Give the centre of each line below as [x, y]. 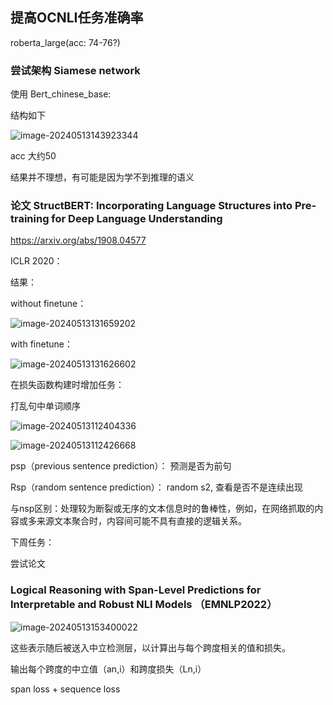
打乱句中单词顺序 [45, 406]
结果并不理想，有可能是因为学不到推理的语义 [102, 177]
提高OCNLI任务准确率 [77, 18]
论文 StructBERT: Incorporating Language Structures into [151, 206]
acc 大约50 [33, 156]
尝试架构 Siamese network [75, 70]
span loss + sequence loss [65, 689]
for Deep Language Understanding [137, 219]
